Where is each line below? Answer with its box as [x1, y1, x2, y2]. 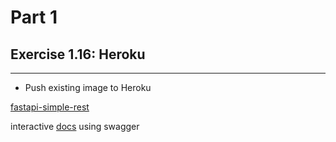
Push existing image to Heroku [24, 82, 152, 93]
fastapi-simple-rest [10, 101, 90, 113]
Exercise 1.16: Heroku [10, 46, 146, 63]
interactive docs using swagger [10, 121, 140, 132]
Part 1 [10, 6, 58, 29]
